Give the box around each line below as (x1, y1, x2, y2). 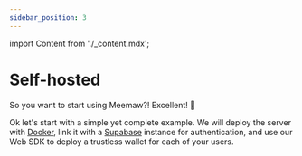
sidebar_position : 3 (9, 13, 88, 23)
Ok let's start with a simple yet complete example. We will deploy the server (9, 116, 292, 127)
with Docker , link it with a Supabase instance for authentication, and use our (9, 126, 293, 137)
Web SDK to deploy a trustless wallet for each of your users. (9, 136, 234, 147)
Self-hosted (9, 69, 101, 90)
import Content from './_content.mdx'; (9, 38, 150, 49)
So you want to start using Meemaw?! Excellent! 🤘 (9, 99, 196, 110)
